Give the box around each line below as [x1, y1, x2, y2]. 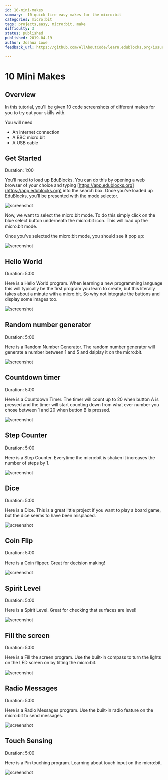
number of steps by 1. [5, 460, 50, 466]
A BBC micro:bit [12, 134, 45, 140]
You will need [5, 119, 33, 125]
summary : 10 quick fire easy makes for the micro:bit [5, 12, 122, 17]
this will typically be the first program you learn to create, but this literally [5, 286, 155, 292]
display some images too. [5, 296, 58, 302]
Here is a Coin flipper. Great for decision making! [5, 560, 106, 566]
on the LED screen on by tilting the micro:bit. [5, 659, 97, 665]
